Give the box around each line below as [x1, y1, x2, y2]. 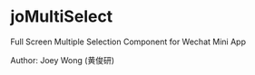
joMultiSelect [10, 6, 113, 27]
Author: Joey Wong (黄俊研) [10, 54, 114, 65]
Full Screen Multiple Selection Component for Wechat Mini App [10, 36, 246, 47]
